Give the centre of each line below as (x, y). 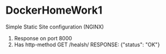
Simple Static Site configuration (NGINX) (55, 27)
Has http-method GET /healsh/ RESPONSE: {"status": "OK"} (87, 45)
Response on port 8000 (43, 38)
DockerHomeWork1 (54, 10)
